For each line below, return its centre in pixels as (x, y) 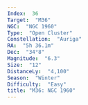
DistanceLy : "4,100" (38, 71)
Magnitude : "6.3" (34, 59)
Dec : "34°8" (26, 52)
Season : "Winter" (34, 78)
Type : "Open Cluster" (40, 33)
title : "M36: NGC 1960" (42, 90)
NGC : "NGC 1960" (32, 26)
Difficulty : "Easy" (37, 84)
